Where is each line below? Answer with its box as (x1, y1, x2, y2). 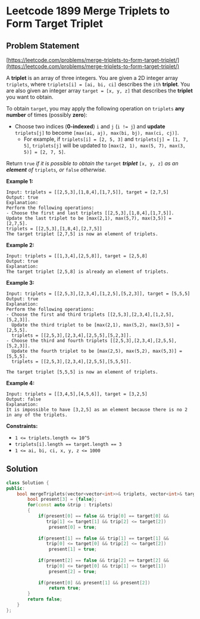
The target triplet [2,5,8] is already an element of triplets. (6, 269, 169, 275)
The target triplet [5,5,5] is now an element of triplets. (6, 369, 159, 375)
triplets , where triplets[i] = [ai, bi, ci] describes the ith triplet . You (6, 81, 190, 88)
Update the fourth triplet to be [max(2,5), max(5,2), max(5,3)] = (11, 348, 183, 354)
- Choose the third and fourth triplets (6, 338, 108, 344)
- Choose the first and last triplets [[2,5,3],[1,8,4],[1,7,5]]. (6, 210, 174, 216)
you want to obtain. (6, 94, 54, 100)
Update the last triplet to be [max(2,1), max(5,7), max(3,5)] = (6, 215, 171, 221)
